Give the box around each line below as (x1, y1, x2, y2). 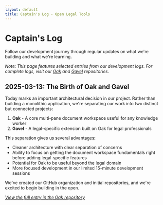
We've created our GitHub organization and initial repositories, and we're (5, 180, 151, 186)
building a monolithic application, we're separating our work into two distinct (5, 101, 158, 107)
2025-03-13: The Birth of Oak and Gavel (5, 82, 129, 91)
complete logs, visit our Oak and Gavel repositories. (5, 69, 109, 75)
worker (12, 120, 27, 127)
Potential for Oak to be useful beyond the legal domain (12, 160, 122, 166)
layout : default (5, 7, 38, 12)
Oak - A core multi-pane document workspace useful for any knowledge (12, 115, 158, 121)
